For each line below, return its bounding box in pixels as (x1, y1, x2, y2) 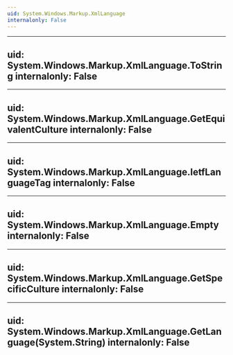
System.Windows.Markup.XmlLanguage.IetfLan (7, 166, 222, 177)
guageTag (7, 177, 51, 189)
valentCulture (7, 123, 68, 135)
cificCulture (7, 284, 60, 295)
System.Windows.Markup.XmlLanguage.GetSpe (7, 272, 223, 284)
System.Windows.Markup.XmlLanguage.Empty (7, 219, 220, 231)
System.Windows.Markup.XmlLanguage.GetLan (7, 325, 222, 337)
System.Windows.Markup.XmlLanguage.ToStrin (7, 60, 223, 71)
